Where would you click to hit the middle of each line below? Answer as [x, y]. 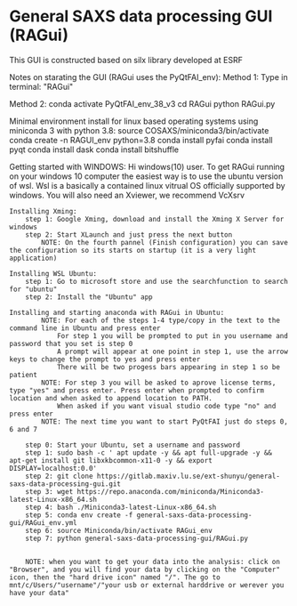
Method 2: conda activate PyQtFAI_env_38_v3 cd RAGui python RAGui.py [142, 103]
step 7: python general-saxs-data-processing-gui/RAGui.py [137, 538]
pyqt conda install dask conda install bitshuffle [94, 149]
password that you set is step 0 [71, 343]
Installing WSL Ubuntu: [53, 273]
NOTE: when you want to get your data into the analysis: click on [153, 562]
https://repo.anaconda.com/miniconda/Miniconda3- [171, 491]
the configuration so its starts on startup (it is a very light [132, 250]
